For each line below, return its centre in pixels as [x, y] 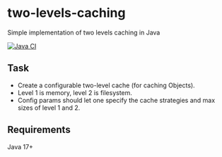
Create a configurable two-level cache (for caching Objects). [106, 85]
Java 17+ [21, 146]
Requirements [39, 130]
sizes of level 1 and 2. [49, 108]
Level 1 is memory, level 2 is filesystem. [75, 92]
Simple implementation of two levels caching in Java [84, 32]
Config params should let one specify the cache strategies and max [116, 100]
